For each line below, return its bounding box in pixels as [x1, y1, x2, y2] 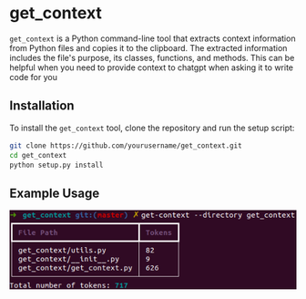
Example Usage [9, 185, 100, 201]
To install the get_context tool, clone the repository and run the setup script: [9, 122, 295, 133]
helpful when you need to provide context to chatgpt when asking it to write [9, 62, 294, 73]
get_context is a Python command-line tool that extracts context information [9, 33, 296, 44]
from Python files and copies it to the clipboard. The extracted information [9, 42, 288, 53]
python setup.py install [9, 160, 104, 170]
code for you [9, 71, 57, 82]
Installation [9, 98, 75, 114]
